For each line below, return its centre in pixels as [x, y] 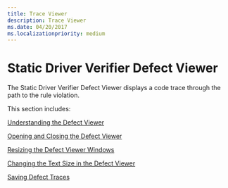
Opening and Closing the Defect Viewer [65, 136]
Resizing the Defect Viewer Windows [61, 150]
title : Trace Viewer [38, 14]
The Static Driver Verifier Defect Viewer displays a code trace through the [114, 88]
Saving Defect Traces [39, 177]
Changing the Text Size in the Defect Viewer [71, 163]
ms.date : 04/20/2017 [38, 27]
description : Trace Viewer [47, 20]
